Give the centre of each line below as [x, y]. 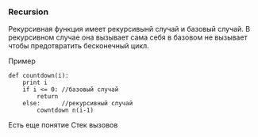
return [48, 97]
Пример [22, 61]
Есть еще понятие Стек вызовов [63, 125]
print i [35, 83]
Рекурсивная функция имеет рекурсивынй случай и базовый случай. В [129, 29]
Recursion [29, 12]
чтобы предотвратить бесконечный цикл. [79, 46]
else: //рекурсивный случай [78, 104]
